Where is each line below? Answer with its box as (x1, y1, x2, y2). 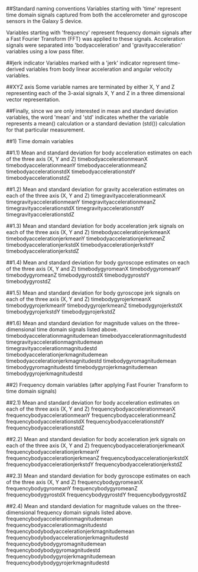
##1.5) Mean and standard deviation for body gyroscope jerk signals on (6, 289, 180, 296)
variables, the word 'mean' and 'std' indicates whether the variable (6, 114, 169, 121)
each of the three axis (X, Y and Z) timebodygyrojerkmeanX (6, 296, 152, 302)
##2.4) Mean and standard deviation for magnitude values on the (6, 503, 165, 509)
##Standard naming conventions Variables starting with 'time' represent (6, 5, 181, 12)
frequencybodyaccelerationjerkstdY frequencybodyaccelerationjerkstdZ (6, 461, 183, 468)
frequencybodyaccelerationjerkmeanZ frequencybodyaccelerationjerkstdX (6, 455, 189, 461)
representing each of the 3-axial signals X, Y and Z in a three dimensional (6, 90, 185, 96)
